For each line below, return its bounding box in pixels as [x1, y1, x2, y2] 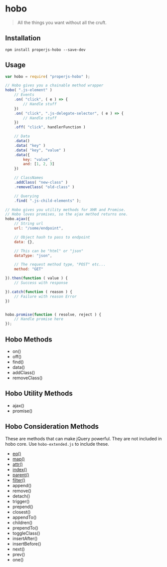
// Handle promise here [14, 316, 64, 322]
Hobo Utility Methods [5, 389, 73, 398]
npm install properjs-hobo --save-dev [5, 47, 86, 52]
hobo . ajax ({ [5, 217, 30, 222]
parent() [12, 472, 29, 478]
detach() [12, 493, 30, 499]
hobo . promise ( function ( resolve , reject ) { [5, 312, 101, 317]
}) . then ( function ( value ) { [5, 276, 68, 281]
